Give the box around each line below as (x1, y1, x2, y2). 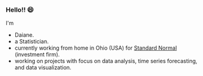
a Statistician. (14, 38, 49, 45)
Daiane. (14, 31, 34, 39)
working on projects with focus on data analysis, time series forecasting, (14, 58, 197, 65)
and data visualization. (14, 64, 72, 71)
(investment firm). (14, 51, 60, 58)
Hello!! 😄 (6, 6, 34, 14)
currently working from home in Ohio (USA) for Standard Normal (14, 44, 177, 51)
